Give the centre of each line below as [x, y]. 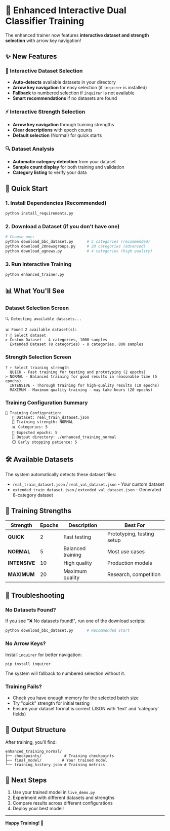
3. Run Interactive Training [38, 264]
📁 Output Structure [36, 730]
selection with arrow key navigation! [43, 41]
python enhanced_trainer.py [35, 274]
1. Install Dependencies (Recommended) [56, 203]
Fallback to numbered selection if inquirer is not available [74, 93]
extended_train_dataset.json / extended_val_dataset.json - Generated [87, 489]
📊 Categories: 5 [30, 427]
